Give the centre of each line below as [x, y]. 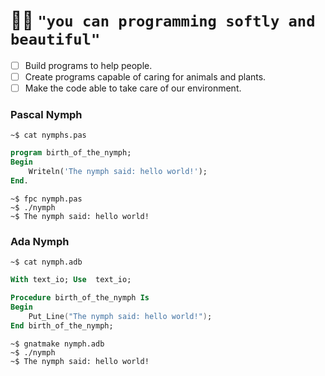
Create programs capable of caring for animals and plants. [145, 77]
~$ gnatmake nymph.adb [57, 344]
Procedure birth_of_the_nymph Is [80, 298]
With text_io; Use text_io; [71, 280]
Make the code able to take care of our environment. [133, 88]
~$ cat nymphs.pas [48, 135]
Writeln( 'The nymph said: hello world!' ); [118, 172]
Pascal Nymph [46, 115]
